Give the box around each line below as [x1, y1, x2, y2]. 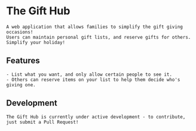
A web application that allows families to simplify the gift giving [6, 24, 183, 30]
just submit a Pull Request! [6, 119, 79, 125]
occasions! [6, 29, 33, 35]
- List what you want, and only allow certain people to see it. [6, 71, 172, 77]
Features [6, 55, 40, 66]
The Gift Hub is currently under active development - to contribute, [6, 114, 186, 120]
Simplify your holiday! [6, 39, 66, 45]
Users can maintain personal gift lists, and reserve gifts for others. [6, 34, 191, 40]
